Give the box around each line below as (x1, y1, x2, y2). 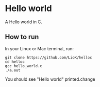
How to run (5, 33, 39, 41)
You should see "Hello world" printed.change (5, 76, 96, 82)
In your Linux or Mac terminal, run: (5, 45, 74, 51)
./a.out (5, 68, 21, 72)
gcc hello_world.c (5, 63, 42, 68)
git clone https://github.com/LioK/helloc (5, 55, 92, 60)
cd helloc (5, 59, 25, 64)
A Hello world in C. (5, 19, 43, 25)
